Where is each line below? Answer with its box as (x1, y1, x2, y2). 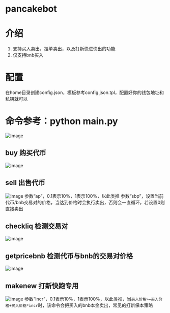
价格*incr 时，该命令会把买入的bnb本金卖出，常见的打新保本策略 (18, 302, 153, 308)
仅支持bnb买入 (12, 52, 44, 58)
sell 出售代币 (5, 178, 45, 187)
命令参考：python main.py (5, 115, 118, 127)
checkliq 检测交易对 (5, 222, 69, 231)
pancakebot (5, 3, 57, 15)
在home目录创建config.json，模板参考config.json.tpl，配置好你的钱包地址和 (5, 89, 164, 96)
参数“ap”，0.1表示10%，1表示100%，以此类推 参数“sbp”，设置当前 (24, 193, 164, 199)
